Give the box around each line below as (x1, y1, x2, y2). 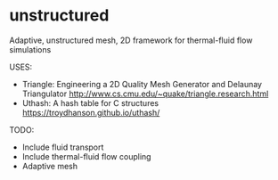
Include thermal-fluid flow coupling (21, 151, 151, 161)
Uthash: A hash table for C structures (21, 97, 159, 108)
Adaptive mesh (21, 160, 78, 171)
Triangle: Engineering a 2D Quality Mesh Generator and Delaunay (21, 78, 263, 89)
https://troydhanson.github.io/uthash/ (21, 107, 160, 118)
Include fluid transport (21, 142, 104, 152)
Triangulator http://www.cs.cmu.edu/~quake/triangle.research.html (21, 88, 269, 99)
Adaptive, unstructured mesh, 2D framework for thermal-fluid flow (9, 35, 253, 45)
